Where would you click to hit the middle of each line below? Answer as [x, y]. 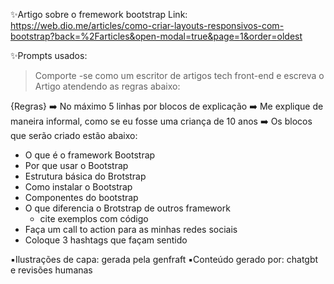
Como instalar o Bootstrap [78, 187]
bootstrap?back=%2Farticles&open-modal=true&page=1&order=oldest [156, 36]
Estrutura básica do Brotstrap [85, 176]
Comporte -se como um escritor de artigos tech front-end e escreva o [179, 75]
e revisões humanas [51, 270]
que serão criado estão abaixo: [74, 135]
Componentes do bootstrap [81, 197]
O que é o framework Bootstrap [90, 155]
